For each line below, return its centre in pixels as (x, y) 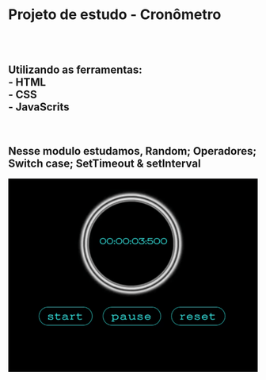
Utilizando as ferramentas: (75, 70)
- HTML (27, 82)
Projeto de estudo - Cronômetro (115, 15)
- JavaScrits (39, 107)
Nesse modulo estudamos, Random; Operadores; (133, 151)
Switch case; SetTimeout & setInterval (104, 164)
